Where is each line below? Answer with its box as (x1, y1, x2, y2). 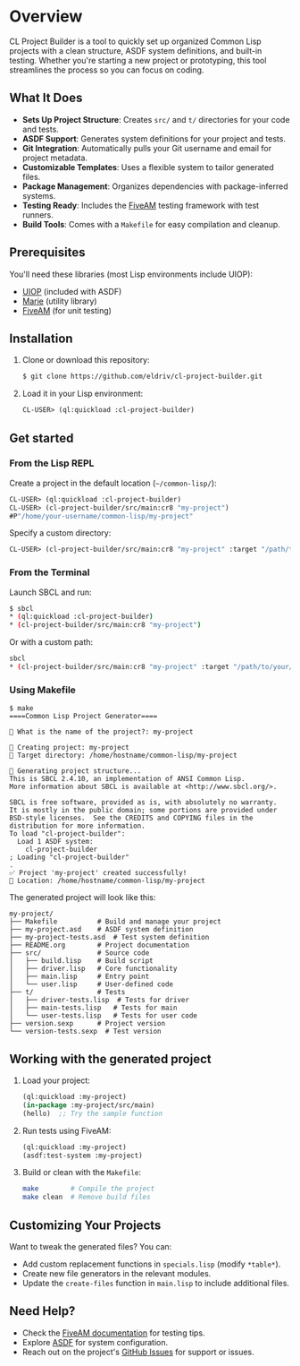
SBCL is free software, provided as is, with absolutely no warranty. (9, 798, 278, 807)
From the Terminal (9, 566, 90, 579)
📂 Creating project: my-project (9, 743, 129, 752)
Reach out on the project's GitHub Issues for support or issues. (21, 1346, 254, 1357)
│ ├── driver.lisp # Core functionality (9, 965, 178, 974)
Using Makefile (9, 683, 76, 696)
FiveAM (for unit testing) (21, 305, 112, 315)
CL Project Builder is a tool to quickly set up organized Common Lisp (9, 36, 262, 47)
